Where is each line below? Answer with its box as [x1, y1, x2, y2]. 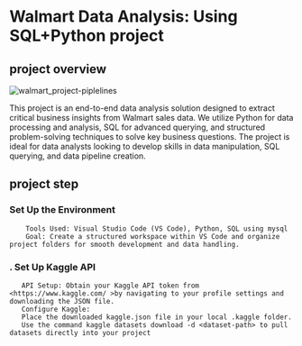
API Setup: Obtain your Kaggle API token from [21, 281, 200, 290]
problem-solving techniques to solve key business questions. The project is [9, 132, 290, 141]
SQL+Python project [9, 25, 165, 46]
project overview [9, 61, 106, 77]
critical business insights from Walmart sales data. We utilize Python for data [9, 113, 294, 123]
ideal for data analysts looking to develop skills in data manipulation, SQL [9, 141, 280, 151]
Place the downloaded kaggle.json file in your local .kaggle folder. [21, 313, 293, 322]
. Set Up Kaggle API [9, 260, 96, 273]
